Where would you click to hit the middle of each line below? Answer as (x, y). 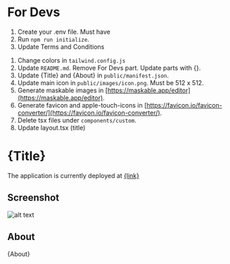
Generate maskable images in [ (62, 90)
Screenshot (33, 198)
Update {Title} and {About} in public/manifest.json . (93, 75)
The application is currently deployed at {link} (73, 175)
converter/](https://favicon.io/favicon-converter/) (89, 113)
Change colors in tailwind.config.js (71, 60)
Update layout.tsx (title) (51, 127)
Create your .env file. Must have (64, 32)
